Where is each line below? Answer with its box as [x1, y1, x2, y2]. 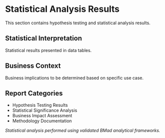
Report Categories [5, 89, 63, 97]
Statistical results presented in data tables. [5, 47, 92, 53]
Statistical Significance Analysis [12, 107, 78, 113]
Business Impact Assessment [12, 113, 73, 119]
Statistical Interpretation [5, 34, 82, 43]
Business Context [5, 62, 61, 70]
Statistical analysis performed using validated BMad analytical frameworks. [5, 128, 161, 134]
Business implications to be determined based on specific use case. [5, 75, 144, 81]
